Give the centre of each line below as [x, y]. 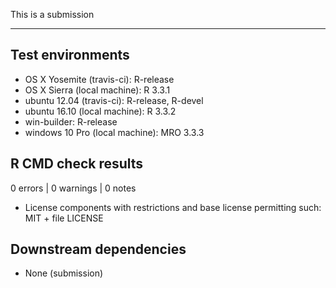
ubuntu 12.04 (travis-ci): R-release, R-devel [114, 100]
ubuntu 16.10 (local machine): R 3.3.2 [100, 111]
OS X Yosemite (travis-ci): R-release [99, 79]
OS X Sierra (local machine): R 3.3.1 [97, 90]
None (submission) [64, 273]
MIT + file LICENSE [64, 218]
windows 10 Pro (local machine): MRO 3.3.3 [114, 132]
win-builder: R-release [71, 121]
